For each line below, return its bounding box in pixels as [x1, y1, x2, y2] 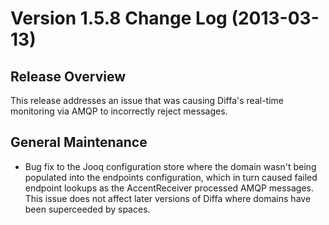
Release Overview [10, 68, 127, 85]
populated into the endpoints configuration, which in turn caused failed [24, 171, 318, 183]
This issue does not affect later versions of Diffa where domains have [24, 192, 312, 204]
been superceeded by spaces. [24, 203, 151, 215]
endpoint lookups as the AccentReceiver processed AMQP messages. [24, 182, 315, 194]
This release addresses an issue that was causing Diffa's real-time [10, 95, 285, 106]
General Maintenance [10, 134, 148, 151]
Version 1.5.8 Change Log [10, 7, 228, 30]
